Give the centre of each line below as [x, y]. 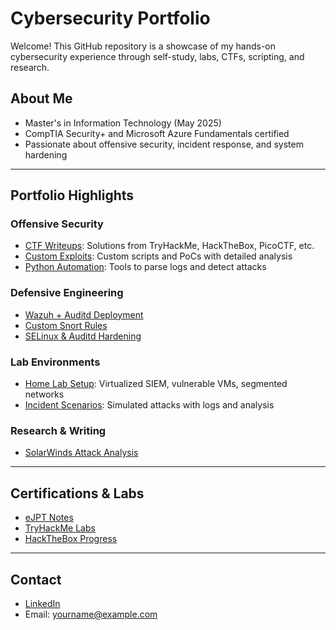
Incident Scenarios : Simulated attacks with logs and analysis [149, 405]
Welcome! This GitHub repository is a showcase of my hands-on [143, 46]
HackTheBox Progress [71, 539]
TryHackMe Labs [60, 528]
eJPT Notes [49, 518]
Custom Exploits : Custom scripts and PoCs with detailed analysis [158, 256]
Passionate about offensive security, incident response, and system [164, 144]
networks [44, 394]
